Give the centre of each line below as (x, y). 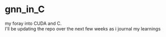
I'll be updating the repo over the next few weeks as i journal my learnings (83, 28)
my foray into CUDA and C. (33, 23)
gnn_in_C (25, 9)
